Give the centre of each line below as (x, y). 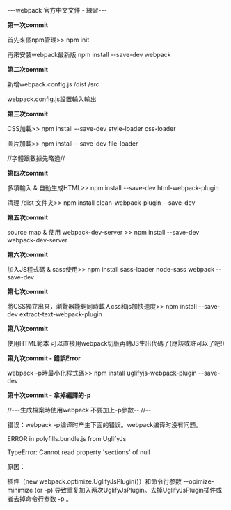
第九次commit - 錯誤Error (44, 358)
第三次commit (28, 114)
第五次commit (28, 217)
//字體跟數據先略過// (36, 158)
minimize (20, 490)
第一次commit (28, 25)
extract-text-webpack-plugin (61, 314)
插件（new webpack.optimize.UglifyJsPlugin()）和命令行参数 (95, 481)
